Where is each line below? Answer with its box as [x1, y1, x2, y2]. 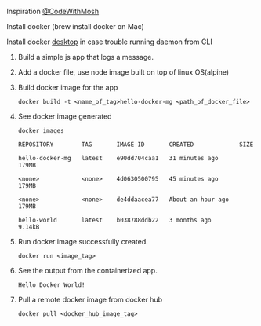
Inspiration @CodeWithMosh [6, 7, 100, 16]
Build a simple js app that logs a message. [17, 53, 154, 61]
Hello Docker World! [17, 281, 85, 289]
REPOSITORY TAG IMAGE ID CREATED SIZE [17, 141, 254, 148]
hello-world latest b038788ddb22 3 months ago [17, 216, 212, 224]
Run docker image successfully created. [17, 237, 149, 246]
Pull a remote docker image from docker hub [17, 295, 163, 304]
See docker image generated [17, 112, 112, 121]
